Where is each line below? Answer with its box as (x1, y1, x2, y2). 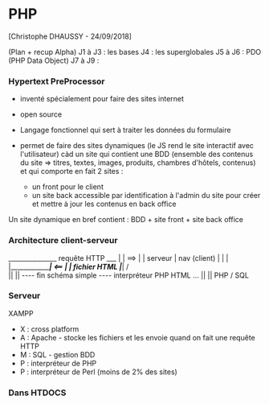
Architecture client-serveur (8, 235, 118, 246)
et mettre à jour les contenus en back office (31, 199, 177, 209)
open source (19, 109, 63, 119)
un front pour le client (31, 182, 104, 192)
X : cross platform (19, 324, 79, 334)
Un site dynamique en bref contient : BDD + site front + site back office (8, 215, 243, 225)
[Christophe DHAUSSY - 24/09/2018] (8, 31, 132, 41)
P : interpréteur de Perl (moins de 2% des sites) (19, 367, 178, 377)
